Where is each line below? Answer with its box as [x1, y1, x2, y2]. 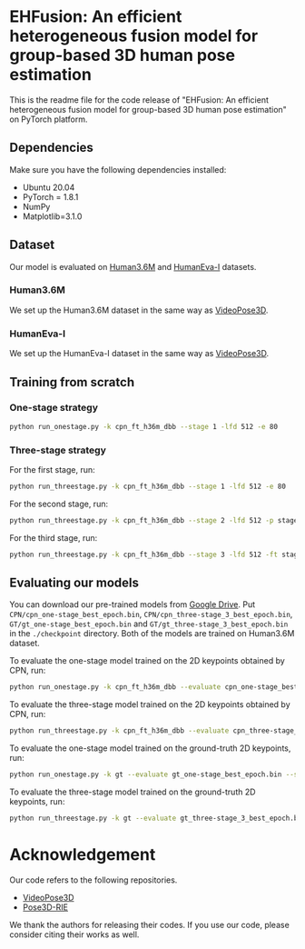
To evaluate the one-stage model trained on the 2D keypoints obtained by [9, 655, 286, 666]
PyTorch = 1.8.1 [22, 191, 79, 202]
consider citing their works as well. [9, 929, 140, 940]
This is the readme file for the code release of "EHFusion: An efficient [9, 94, 270, 105]
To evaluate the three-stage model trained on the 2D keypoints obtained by [9, 699, 290, 710]
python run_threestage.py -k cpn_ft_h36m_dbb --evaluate [9, 726, 230, 735]
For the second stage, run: [9, 498, 109, 509]
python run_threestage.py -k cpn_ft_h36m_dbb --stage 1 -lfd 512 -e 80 [9, 482, 286, 492]
